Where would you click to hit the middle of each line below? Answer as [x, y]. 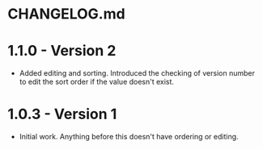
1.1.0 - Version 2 [62, 51]
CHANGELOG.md [67, 14]
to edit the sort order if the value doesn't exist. [97, 82]
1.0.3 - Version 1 [62, 114]
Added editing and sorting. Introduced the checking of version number [137, 73]
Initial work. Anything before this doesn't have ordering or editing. [129, 137]
